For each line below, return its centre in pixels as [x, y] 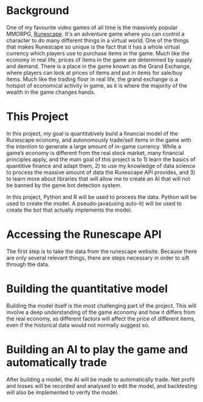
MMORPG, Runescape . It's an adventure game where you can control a [95, 33]
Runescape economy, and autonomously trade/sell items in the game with [99, 140]
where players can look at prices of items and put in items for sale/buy [95, 72]
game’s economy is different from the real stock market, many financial [95, 153]
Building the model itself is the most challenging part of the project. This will [101, 305]
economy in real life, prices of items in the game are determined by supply [99, 60]
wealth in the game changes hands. [51, 92]
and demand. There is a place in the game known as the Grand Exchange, [99, 66]
